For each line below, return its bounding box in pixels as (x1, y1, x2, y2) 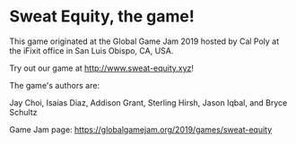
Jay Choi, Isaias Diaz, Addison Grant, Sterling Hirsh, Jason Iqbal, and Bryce (9, 97, 288, 108)
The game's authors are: (9, 80, 100, 90)
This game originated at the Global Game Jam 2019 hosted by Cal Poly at (9, 36, 280, 47)
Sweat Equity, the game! (9, 6, 195, 27)
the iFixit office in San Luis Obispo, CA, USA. (9, 45, 174, 55)
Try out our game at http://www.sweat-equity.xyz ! (9, 63, 195, 73)
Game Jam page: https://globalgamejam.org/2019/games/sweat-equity (9, 123, 273, 135)
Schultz (9, 106, 38, 117)
